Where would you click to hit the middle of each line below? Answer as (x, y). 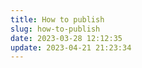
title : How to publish (57, 19)
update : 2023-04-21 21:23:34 (71, 47)
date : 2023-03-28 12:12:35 (66, 38)
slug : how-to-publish (55, 29)
